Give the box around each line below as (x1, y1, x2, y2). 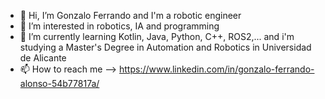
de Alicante (19, 52, 67, 64)
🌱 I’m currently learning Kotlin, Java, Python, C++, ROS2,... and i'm (19, 31, 295, 42)
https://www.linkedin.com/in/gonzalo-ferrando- (119, 63, 315, 75)
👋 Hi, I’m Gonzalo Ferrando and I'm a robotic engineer (19, 10, 242, 21)
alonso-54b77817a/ (19, 78, 100, 89)
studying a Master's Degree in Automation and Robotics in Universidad (19, 41, 312, 53)
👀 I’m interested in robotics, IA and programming (19, 20, 220, 32)
